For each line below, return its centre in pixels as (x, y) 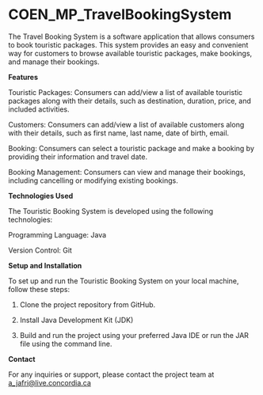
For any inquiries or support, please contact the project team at (111, 374)
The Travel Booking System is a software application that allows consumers (131, 36)
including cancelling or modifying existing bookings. (93, 180)
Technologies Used (41, 196)
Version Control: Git (40, 250)
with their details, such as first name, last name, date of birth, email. (119, 133)
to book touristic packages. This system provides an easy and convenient (128, 44)
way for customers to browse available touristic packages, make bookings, (130, 53)
